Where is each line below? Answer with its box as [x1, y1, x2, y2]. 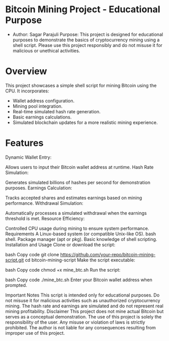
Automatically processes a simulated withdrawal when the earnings [5, 210, 147, 216]
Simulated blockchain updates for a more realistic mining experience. [12, 119, 158, 126]
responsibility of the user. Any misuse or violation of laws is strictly [5, 319, 146, 325]
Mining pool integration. [12, 103, 63, 109]
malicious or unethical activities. [12, 47, 80, 54]
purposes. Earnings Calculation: [5, 185, 72, 191]
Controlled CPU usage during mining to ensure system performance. [5, 225, 149, 231]
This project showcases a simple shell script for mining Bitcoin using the [5, 82, 157, 88]
